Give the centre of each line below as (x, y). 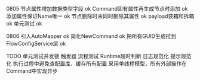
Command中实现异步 (32, 71)
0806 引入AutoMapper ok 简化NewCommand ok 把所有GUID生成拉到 (91, 36)
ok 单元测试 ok (24, 23)
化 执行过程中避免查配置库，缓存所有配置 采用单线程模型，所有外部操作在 (96, 63)
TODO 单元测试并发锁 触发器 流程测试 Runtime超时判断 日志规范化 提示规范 (99, 56)
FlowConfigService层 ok (36, 44)
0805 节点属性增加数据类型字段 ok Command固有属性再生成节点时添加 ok (97, 9)
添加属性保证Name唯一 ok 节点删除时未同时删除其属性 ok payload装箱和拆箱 (100, 16)
